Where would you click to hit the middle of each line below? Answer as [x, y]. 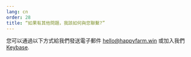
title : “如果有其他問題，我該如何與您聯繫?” [56, 23]
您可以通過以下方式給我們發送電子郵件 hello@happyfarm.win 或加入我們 [95, 41]
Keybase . [18, 47]
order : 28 [19, 17]
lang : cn [17, 12]
